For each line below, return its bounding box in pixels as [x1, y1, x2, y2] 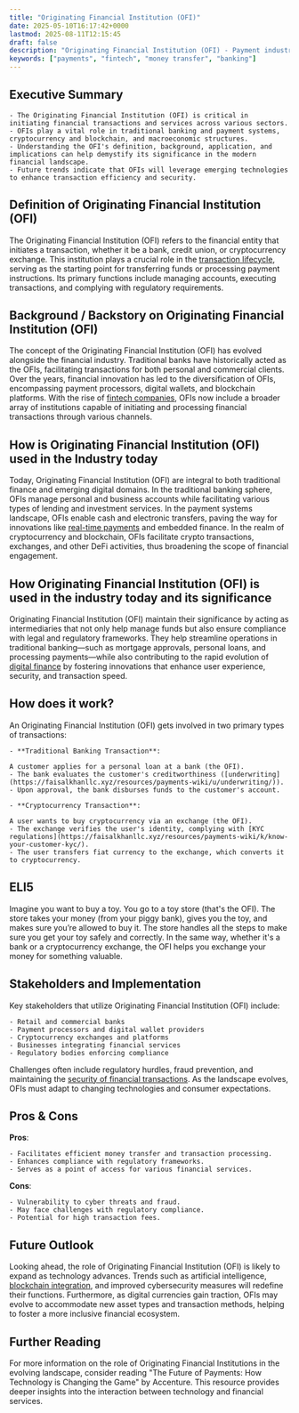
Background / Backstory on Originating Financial [9, 308, 285, 323]
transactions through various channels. [9, 411, 153, 423]
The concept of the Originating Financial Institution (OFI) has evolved [9, 345, 263, 356]
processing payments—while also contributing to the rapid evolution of [9, 651, 270, 663]
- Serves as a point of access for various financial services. [9, 1165, 253, 1175]
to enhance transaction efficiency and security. [9, 173, 198, 182]
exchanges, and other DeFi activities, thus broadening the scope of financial [9, 541, 289, 552]
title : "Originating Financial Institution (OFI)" [9, 12, 201, 22]
